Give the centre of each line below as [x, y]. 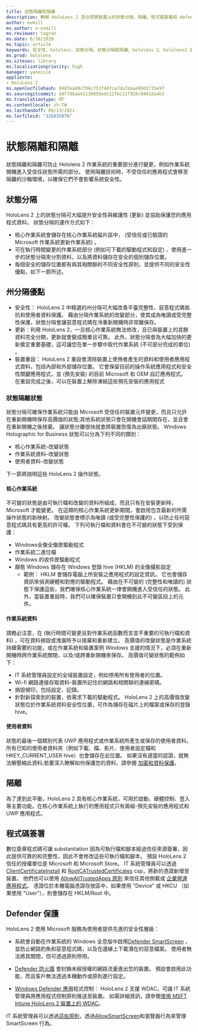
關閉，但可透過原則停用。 [61, 956]
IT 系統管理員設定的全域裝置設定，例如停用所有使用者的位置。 [90, 675]
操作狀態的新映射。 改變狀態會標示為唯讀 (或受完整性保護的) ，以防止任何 [95, 518]
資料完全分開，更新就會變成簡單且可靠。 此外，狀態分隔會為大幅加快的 [100, 337]
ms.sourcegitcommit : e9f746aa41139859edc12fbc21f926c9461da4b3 [85, 94]
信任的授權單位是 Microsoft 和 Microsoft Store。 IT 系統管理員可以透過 [91, 864]
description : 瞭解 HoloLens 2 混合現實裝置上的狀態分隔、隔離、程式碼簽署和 [92, 17]
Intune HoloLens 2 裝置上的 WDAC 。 [59, 1004]
